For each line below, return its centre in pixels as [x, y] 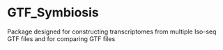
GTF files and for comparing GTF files [61, 38]
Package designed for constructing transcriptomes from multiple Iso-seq [112, 32]
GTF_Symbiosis [53, 13]
